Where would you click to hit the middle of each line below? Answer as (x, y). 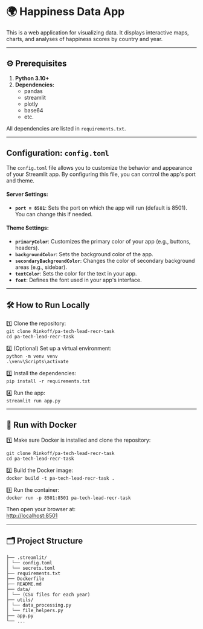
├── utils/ (20, 600)
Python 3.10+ (32, 78)
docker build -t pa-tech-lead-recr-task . (60, 478)
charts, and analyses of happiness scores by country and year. (85, 39)
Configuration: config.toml (58, 153)
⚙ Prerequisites (37, 64)
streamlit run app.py (34, 401)
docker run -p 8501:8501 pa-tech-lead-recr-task (69, 498)
